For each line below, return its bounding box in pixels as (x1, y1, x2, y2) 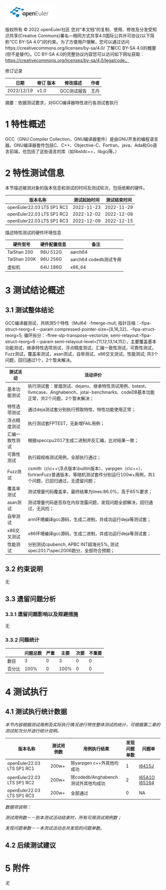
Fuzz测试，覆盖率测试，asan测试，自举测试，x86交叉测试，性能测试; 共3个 (5, 351, 159, 357)
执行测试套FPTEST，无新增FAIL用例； (28, 420, 105, 426)
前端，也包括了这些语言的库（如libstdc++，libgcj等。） (9, 149, 120, 155)
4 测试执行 (5, 686, 48, 697)
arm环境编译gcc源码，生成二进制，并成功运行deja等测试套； (28, 517, 152, 523)
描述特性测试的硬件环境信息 (5, 229, 62, 236)
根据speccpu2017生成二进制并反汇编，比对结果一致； (28, 438, 139, 444)
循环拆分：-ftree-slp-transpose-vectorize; (24, 332, 109, 338)
